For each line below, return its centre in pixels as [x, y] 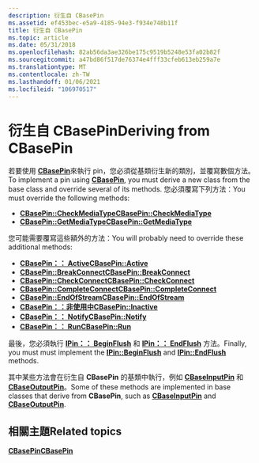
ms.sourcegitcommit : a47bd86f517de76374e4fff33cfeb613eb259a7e [114, 60]
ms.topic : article [38, 38]
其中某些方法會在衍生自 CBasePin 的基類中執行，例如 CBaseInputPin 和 [126, 378]
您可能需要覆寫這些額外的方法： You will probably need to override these [126, 238]
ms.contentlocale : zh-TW [49, 74]
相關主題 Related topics [65, 431]
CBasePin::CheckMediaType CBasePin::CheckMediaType [115, 214]
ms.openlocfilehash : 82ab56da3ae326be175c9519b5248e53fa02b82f [114, 52]
